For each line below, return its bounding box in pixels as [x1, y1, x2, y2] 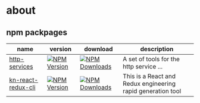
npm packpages [6, 27, 67, 38]
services [9, 63, 33, 70]
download [84, 45, 113, 53]
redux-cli [9, 83, 36, 91]
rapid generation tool [123, 87, 182, 95]
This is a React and [123, 72, 176, 80]
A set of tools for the [123, 55, 180, 63]
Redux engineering [123, 80, 176, 88]
